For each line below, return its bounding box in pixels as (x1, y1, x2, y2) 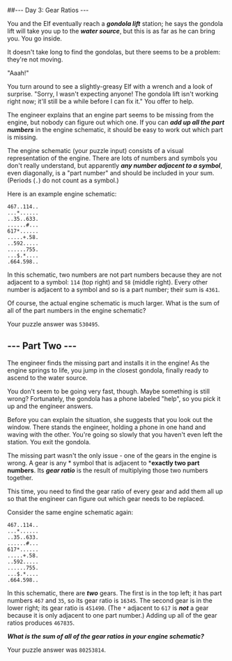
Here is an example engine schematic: (7, 190, 117, 198)
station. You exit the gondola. (7, 437, 91, 446)
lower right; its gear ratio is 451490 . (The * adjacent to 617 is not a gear (7, 604, 209, 612)
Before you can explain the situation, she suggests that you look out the (7, 415, 213, 423)
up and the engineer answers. (7, 402, 93, 410)
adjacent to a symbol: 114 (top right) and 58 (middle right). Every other (7, 278, 208, 286)
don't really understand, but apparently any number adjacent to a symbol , (7, 161, 223, 170)
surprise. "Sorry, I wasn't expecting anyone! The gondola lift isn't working (7, 90, 219, 98)
